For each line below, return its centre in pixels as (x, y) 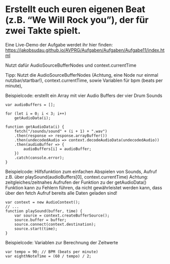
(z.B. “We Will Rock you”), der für (77, 20)
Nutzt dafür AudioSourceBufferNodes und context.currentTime (71, 65)
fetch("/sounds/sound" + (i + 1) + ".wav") (61, 131)
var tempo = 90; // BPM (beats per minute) (52, 252)
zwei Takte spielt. (43, 31)
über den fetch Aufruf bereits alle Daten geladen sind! (61, 193)
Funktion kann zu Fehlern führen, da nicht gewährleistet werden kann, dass (84, 187)
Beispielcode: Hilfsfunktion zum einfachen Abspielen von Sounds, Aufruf (81, 171)
